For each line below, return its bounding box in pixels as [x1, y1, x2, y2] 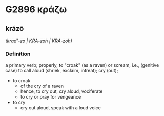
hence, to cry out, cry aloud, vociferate [20, 88, 103, 94]
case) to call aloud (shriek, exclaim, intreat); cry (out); [5, 68, 118, 74]
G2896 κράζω [5, 4, 67, 15]
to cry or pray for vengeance [20, 94, 81, 100]
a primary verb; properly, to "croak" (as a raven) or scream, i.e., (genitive [5, 62, 159, 68]
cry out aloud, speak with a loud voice [20, 105, 101, 111]
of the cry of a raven [20, 83, 64, 89]
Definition [5, 50, 31, 57]
